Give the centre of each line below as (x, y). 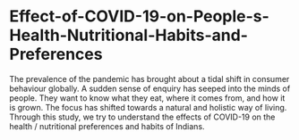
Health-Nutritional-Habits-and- (129, 35)
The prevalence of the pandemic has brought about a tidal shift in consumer (149, 78)
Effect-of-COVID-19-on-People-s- (140, 16)
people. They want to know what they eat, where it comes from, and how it (147, 98)
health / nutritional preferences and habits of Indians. (107, 126)
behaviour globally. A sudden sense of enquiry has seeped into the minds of (150, 88)
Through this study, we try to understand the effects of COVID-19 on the (142, 117)
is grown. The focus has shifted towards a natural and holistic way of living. (148, 107)
